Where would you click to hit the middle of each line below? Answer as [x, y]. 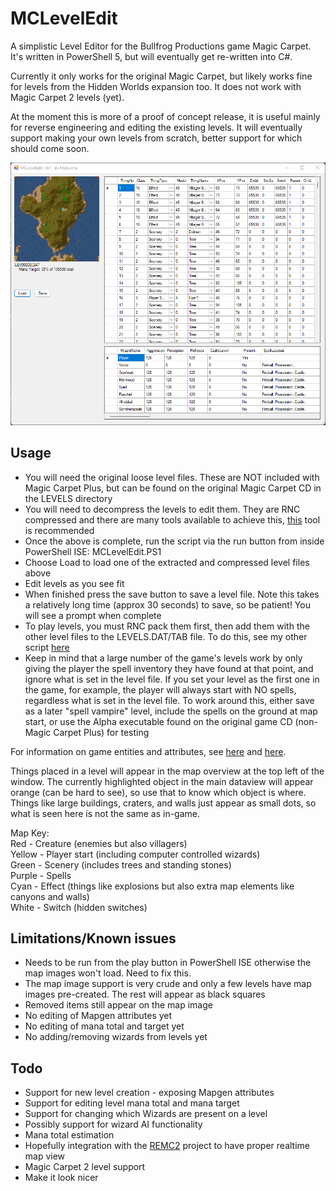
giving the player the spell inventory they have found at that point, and [169, 668]
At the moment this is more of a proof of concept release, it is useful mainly [165, 116]
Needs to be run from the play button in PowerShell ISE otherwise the [168, 963]
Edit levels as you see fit [74, 583]
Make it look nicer [61, 1178]
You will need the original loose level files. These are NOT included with [172, 477]
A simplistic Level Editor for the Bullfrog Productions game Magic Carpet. [161, 46]
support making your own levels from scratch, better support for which [156, 138]
